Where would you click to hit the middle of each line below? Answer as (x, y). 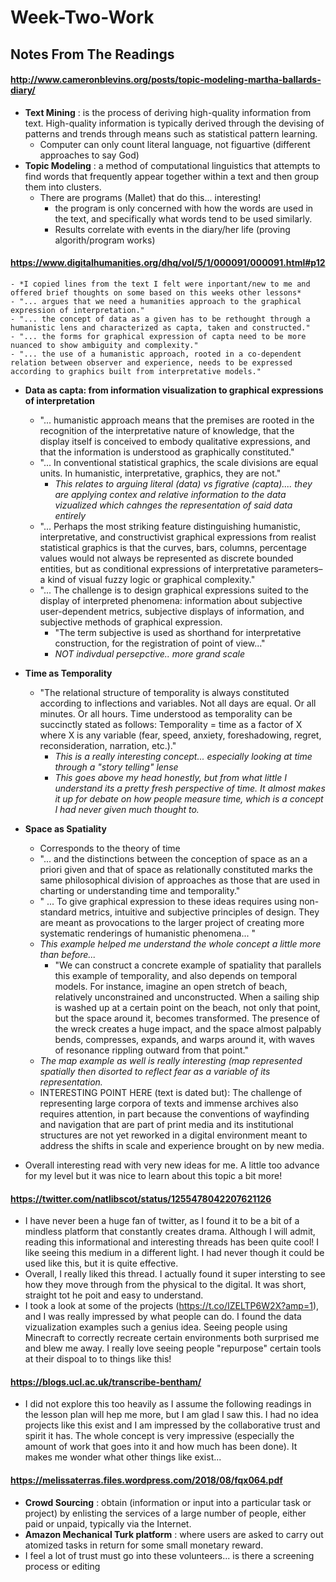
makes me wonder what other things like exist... (123, 1457)
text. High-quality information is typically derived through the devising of (174, 123)
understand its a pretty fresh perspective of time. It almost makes (190, 788)
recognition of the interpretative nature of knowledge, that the (167, 430)
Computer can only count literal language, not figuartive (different (175, 144)
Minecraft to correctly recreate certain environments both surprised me (172, 1338)
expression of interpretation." (77, 310)
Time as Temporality (68, 673)
